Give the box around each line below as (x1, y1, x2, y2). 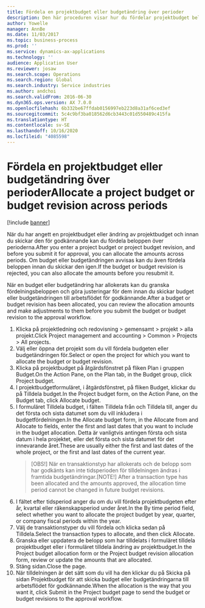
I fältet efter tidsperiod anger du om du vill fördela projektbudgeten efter (15, 498, 196, 505)
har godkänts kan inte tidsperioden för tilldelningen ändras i (30, 467, 181, 474)
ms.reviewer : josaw (7, 65, 57, 72)
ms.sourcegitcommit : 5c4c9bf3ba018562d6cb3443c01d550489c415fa (7, 111, 171, 117)
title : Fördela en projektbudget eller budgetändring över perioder (7, 9, 184, 15)
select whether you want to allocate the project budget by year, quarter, (15, 511, 196, 518)
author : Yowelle (7, 20, 48, 26)
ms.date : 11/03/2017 (7, 32, 60, 38)
